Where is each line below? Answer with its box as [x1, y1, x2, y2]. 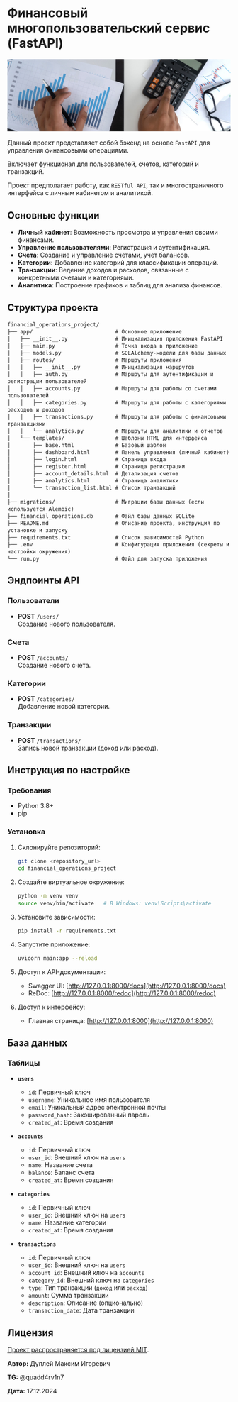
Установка [7, 827, 46, 837]
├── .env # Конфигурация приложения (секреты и [7, 541, 230, 548]
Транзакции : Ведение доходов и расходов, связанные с [17, 266, 189, 275]
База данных [7, 1037, 68, 1049]
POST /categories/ [17, 695, 75, 703]
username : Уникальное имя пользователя [28, 1095, 151, 1104]
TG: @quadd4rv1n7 [7, 1373, 64, 1381]
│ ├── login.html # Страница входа [7, 456, 166, 463]
